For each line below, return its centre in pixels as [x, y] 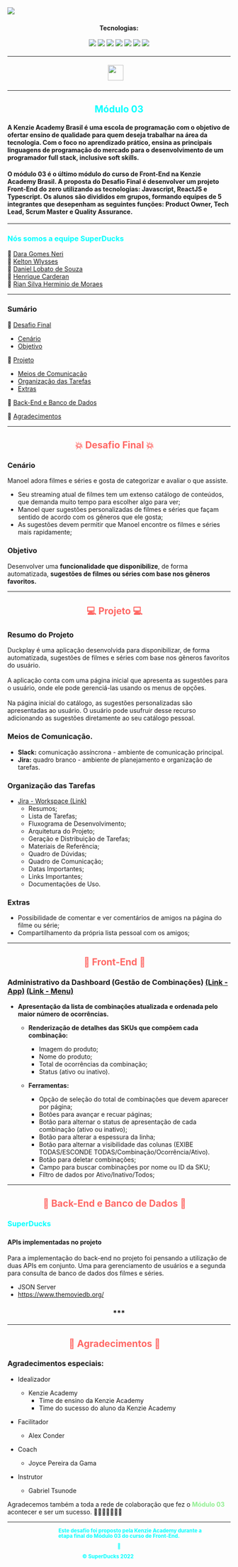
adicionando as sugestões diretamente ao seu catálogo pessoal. [101, 718]
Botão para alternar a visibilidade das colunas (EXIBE [116, 1145]
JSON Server [37, 1287]
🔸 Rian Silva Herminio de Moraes [55, 284]
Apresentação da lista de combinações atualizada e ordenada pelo [118, 1007]
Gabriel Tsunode [52, 1490]
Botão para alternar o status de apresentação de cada [118, 1122]
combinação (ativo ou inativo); [83, 1130]
